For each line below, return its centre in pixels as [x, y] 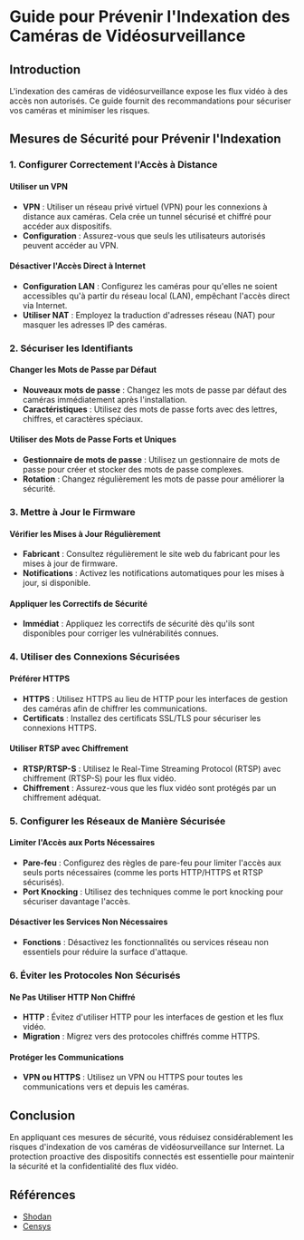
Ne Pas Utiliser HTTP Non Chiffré [72, 997]
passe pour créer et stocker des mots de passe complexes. [133, 470]
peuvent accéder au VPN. [71, 245]
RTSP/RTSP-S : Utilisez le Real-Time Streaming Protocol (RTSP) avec [152, 768]
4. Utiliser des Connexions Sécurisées [95, 657]
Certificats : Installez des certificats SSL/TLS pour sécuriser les [142, 718]
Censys [37, 1225]
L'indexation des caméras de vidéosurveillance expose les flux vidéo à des [148, 91]
